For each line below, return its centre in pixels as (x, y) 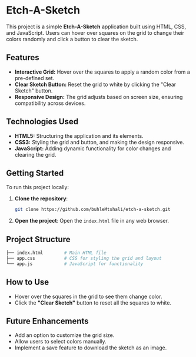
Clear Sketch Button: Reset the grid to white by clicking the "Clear (95, 84)
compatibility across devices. (50, 103)
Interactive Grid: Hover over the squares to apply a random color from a (102, 72)
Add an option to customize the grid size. (64, 335)
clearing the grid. (35, 154)
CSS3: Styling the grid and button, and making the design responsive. (99, 142)
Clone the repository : (41, 199)
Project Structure (38, 239)
